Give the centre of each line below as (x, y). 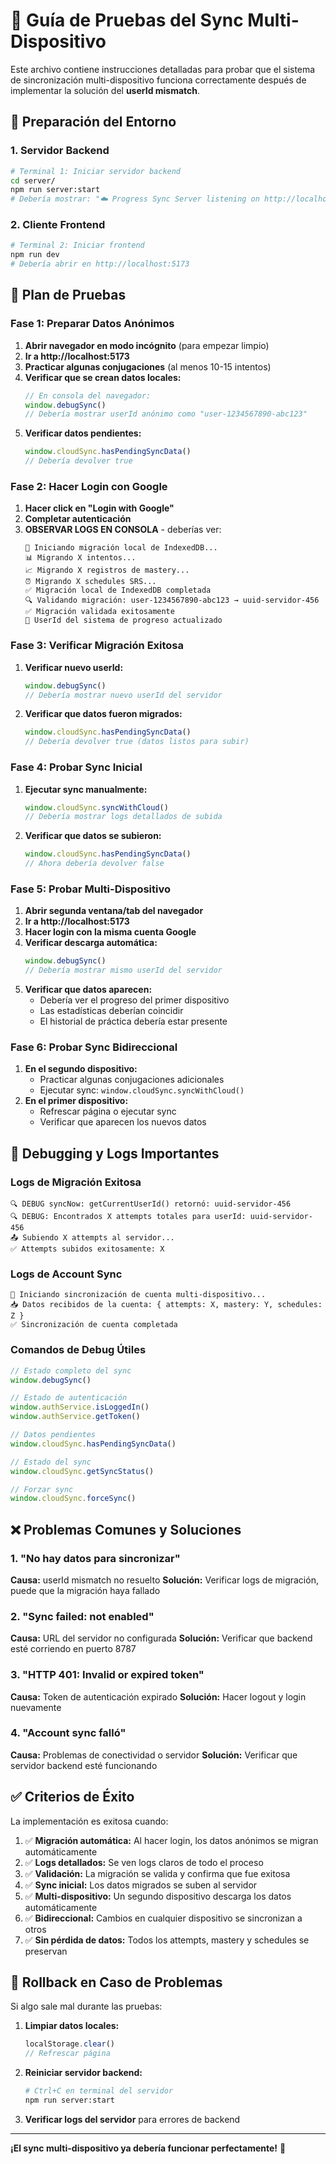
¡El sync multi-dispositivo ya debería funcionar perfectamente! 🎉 (148, 2148)
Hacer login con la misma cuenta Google (110, 932)
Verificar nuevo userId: (74, 667)
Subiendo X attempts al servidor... (98, 1238)
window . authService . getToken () (75, 1417)
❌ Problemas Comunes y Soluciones (126, 1529)
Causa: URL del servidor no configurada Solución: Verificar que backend (161, 1638)
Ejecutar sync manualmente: (86, 789)
